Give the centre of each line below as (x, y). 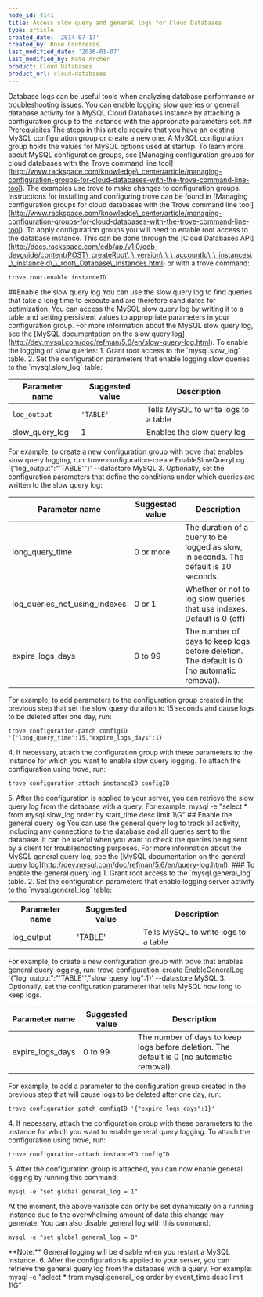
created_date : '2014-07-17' (54, 37)
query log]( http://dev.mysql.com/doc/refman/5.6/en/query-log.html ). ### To (131, 864)
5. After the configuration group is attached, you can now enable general (125, 1169)
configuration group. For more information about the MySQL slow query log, (131, 325)
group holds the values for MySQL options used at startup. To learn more (126, 146)
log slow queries (215, 599)
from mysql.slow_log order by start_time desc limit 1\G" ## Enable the (120, 814)
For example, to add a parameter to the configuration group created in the (127, 1086)
